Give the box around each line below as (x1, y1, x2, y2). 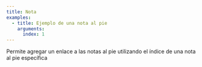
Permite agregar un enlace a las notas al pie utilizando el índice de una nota (6, 48, 196, 55)
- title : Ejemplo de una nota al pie (12, 20, 108, 26)
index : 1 (22, 31, 45, 37)
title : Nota (6, 8, 37, 15)
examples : (6, 14, 32, 21)
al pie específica (6, 54, 47, 62)
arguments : (17, 25, 45, 32)
